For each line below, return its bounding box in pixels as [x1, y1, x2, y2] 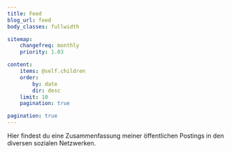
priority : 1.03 [20, 49, 64, 56]
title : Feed [7, 10, 42, 17]
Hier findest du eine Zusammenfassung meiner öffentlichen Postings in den [7, 131, 225, 140]
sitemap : [7, 35, 33, 42]
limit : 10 [20, 93, 49, 101]
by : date [32, 81, 58, 88]
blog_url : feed [7, 17, 52, 24]
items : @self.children [20, 67, 86, 74]
